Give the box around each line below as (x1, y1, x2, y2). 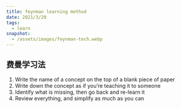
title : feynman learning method (6, 8, 87, 15)
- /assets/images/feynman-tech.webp (11, 36, 103, 42)
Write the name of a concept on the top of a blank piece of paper (14, 75, 175, 83)
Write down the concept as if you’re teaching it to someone (14, 82, 161, 89)
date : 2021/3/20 (6, 14, 47, 20)
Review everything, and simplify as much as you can (14, 94, 145, 101)
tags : (6, 20, 20, 26)
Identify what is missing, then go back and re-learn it (14, 88, 145, 96)
